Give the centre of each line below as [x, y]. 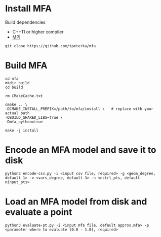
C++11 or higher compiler [38, 32]
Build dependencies [25, 22]
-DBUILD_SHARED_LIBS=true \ [34, 117]
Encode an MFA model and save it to [81, 150]
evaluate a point [39, 212]
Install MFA [28, 9]
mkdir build [17, 83]
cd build [14, 87]
